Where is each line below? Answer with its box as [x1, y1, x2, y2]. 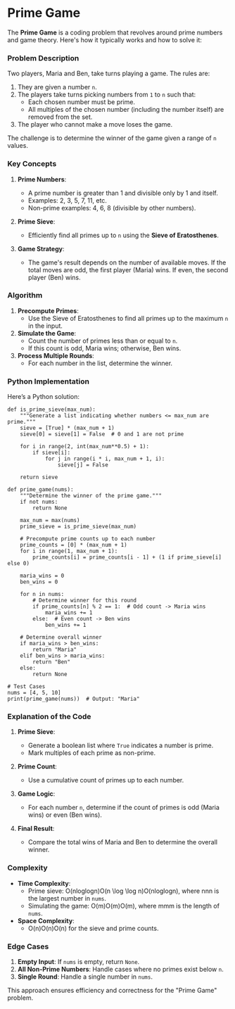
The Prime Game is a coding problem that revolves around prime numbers [7, 28, 223, 37]
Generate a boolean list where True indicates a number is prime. [27, 741, 214, 750]
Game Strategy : [17, 244, 65, 253]
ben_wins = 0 [20, 578, 58, 585]
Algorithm [7, 291, 43, 300]
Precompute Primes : [17, 306, 79, 315]
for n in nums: [20, 591, 65, 598]
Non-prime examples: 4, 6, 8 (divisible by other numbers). [27, 203, 196, 212]
